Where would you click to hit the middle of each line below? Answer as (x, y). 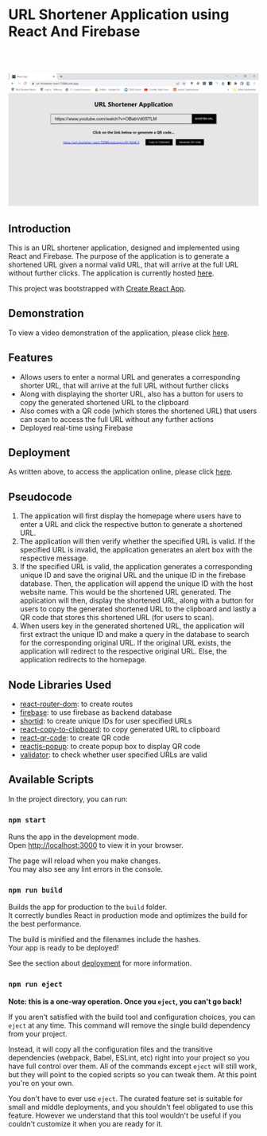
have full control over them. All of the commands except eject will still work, (133, 1066)
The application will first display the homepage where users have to (130, 516)
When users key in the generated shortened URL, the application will (132, 626)
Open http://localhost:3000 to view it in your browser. (96, 845)
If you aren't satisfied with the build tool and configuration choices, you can (132, 1017)
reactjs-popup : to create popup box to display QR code (110, 747)
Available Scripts (51, 780)
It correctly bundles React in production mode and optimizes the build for (128, 915)
